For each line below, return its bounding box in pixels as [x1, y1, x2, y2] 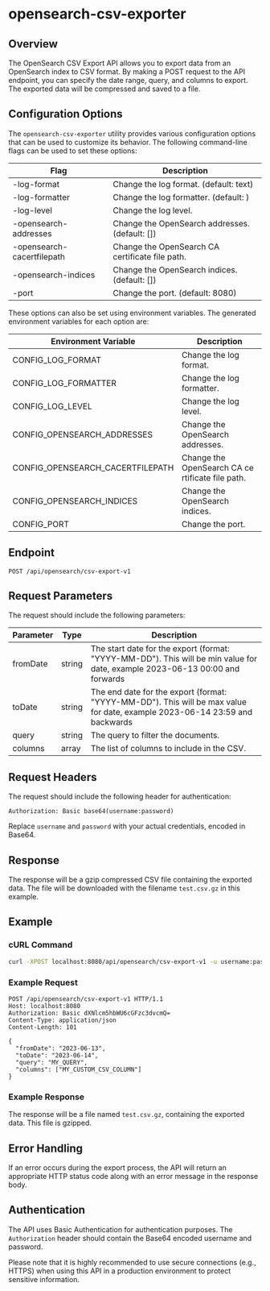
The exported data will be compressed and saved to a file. [8, 84, 201, 93]
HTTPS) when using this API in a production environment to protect [8, 1266, 231, 1276]
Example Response [8, 1091, 85, 1102]
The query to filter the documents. [90, 730, 220, 741]
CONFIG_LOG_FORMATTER [12, 377, 117, 388]
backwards [90, 716, 133, 728]
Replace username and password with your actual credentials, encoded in [8, 821, 246, 831]
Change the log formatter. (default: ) [112, 191, 250, 202]
